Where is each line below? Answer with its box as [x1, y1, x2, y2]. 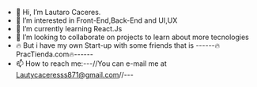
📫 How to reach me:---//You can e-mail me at [15, 59, 168, 68]
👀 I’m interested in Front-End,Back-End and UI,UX [15, 16, 178, 25]
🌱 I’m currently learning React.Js [15, 24, 123, 33]
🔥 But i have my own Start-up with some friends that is [15, 41, 195, 50]
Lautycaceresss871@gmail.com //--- [15, 71, 134, 79]
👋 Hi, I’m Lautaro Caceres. [15, 8, 101, 16]
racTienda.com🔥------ [15, 49, 93, 59]
